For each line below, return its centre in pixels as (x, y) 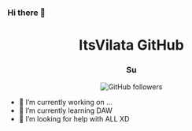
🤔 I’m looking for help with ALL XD (74, 119)
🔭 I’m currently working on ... (65, 103)
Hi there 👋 (27, 13)
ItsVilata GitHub (131, 45)
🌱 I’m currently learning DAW (66, 110)
